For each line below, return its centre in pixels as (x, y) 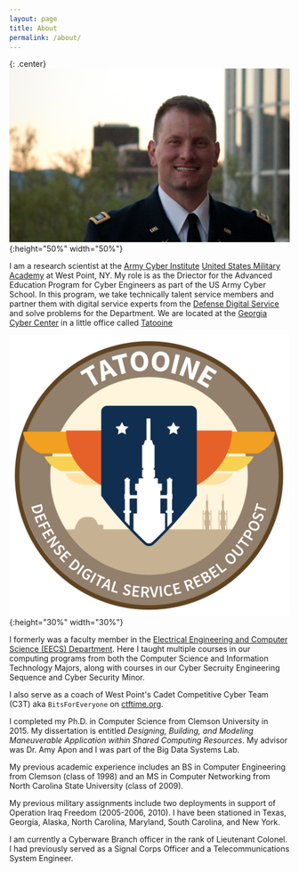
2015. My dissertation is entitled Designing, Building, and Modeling (131, 730)
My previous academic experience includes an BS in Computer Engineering (148, 767)
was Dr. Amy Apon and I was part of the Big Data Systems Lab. (125, 749)
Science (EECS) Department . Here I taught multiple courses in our (130, 648)
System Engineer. (41, 858)
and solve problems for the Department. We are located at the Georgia (138, 313)
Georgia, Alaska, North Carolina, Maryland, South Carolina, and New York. (145, 822)
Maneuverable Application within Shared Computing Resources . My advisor (149, 740)
